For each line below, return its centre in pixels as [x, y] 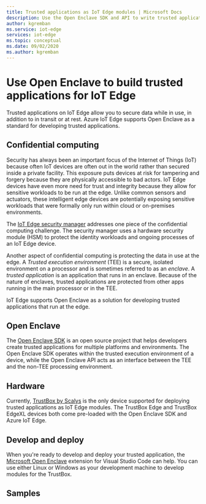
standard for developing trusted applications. [63, 125]
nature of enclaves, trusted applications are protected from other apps [95, 282]
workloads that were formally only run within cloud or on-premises [90, 205]
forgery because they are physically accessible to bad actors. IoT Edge [96, 179]
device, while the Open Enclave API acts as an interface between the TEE [99, 360]
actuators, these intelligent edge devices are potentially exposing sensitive [101, 199]
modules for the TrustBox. [39, 474]
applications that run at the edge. [48, 306]
